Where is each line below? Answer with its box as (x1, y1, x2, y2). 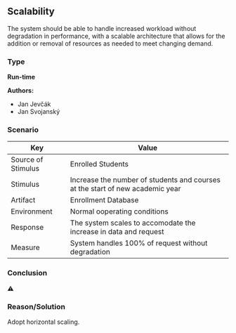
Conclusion (7, 268, 48, 278)
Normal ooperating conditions (70, 207, 169, 216)
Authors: (7, 86, 34, 95)
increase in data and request (70, 227, 164, 237)
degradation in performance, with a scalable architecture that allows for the (7, 32, 225, 40)
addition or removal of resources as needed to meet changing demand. (7, 39, 214, 48)
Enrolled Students (70, 159, 129, 169)
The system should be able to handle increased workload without (7, 24, 197, 32)
